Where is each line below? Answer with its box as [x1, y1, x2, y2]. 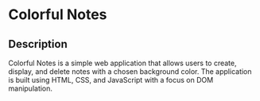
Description [8, 37, 68, 51]
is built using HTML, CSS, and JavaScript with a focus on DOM [8, 76, 214, 84]
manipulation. [8, 84, 53, 93]
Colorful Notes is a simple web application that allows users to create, [8, 58, 237, 68]
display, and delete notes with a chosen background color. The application [8, 67, 252, 76]
